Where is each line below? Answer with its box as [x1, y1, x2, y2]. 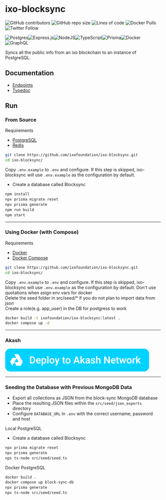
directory [12, 405, 31, 411]
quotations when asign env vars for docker [5, 290, 92, 296]
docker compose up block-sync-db [5, 480, 74, 485]
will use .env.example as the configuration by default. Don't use [27, 284, 157, 290]
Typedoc [12, 87, 31, 93]
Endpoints [12, 82, 33, 88]
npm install [5, 192, 30, 197]
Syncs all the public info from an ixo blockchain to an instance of [5, 49, 137, 55]
